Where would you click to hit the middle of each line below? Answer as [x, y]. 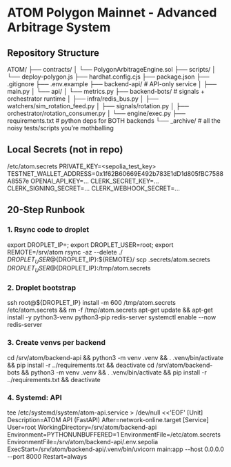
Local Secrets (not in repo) [65, 150]
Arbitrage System [59, 27]
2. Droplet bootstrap [42, 288]
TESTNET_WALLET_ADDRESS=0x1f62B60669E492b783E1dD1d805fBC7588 [115, 173]
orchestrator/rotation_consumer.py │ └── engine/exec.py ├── [97, 113]
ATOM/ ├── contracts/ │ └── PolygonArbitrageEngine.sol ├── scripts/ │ [112, 69]
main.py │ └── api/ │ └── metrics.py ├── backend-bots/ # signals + [106, 91]
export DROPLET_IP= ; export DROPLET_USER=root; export [90, 245]
